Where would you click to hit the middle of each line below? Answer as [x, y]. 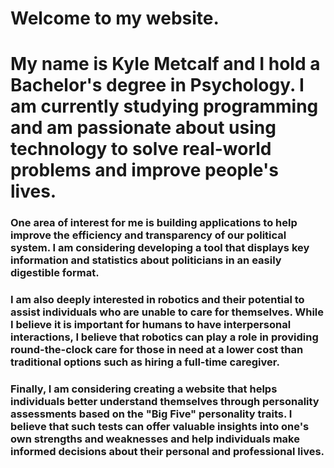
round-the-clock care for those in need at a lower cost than [157, 350]
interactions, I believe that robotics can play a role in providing [164, 337]
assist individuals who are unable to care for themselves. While [167, 312]
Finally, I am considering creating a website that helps [144, 389]
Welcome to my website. [115, 18]
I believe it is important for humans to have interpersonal [151, 325]
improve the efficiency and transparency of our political [148, 235]
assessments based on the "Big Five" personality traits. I [151, 414]
